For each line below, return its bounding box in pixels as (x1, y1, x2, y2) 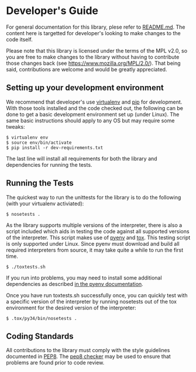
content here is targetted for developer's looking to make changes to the (6, 29, 181, 36)
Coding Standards (6, 331, 74, 341)
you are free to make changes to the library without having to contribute (6, 53, 180, 60)
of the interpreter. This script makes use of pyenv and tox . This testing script (6, 234, 191, 241)
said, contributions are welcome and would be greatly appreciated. (6, 66, 167, 73)
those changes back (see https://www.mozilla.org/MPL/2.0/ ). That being (6, 60, 181, 67)
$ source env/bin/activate (6, 139, 72, 146)
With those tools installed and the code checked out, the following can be (6, 104, 183, 112)
